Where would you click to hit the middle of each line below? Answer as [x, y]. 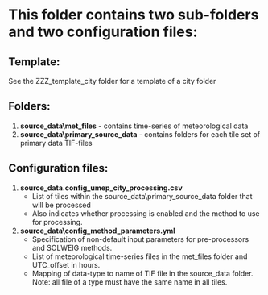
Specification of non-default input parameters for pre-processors [140, 239]
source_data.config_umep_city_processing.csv [101, 188]
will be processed [61, 205]
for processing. [57, 222]
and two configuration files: [103, 32]
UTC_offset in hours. [66, 264]
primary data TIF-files [56, 143]
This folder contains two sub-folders [134, 15]
